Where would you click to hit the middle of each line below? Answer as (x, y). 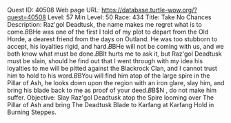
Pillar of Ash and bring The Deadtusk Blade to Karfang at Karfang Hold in (111, 105)
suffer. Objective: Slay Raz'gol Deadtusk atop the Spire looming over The (111, 98)
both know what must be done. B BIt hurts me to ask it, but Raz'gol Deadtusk (114, 54)
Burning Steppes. (32, 112)
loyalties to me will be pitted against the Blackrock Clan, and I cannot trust (112, 68)
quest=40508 (27, 17)
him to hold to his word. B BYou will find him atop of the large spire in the (109, 76)
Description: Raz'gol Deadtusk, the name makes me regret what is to (104, 24)
